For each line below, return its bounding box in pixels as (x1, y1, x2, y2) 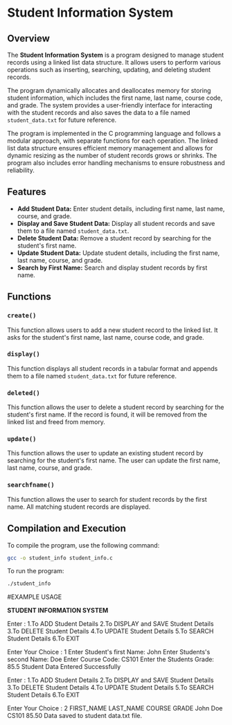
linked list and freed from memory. (7, 418, 106, 426)
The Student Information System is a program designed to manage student (7, 51, 224, 59)
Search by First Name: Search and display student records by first (17, 263, 208, 272)
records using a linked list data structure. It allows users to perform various (7, 58, 222, 67)
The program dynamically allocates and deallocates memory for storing (7, 87, 211, 94)
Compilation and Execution (7, 523, 126, 534)
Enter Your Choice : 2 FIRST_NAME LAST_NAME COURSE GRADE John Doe (7, 704, 223, 713)
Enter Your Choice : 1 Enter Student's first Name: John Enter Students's (7, 648, 211, 656)
